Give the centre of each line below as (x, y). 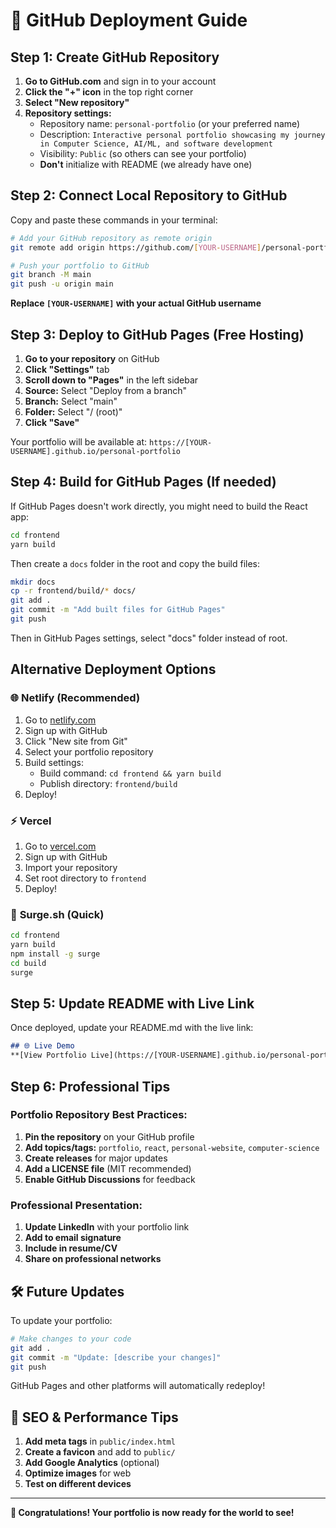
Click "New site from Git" (76, 741)
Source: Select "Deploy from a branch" (106, 390)
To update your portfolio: (61, 1320)
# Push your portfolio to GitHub (80, 265)
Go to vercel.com (60, 846)
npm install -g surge (55, 954)
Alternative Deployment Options (113, 669)
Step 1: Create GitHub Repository (115, 57)
